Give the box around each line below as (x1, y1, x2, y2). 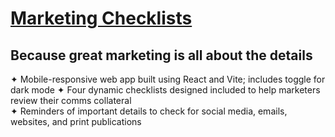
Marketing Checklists (10, 7, 193, 30)
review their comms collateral (10, 95, 132, 106)
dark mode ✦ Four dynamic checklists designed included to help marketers (10, 84, 321, 96)
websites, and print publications (10, 116, 142, 127)
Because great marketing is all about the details (10, 47, 313, 64)
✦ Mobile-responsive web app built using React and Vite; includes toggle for (10, 73, 326, 85)
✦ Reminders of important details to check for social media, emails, (10, 105, 288, 117)
